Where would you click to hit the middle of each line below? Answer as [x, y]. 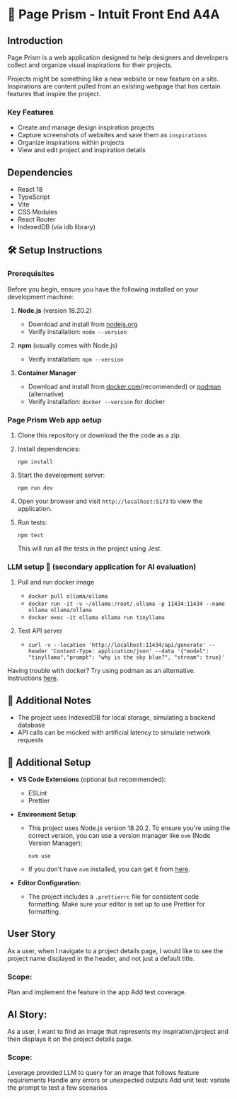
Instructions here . [33, 678]
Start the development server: [61, 475]
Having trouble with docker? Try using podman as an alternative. [102, 671]
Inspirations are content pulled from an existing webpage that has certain [114, 86]
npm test [30, 536]
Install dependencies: [49, 449]
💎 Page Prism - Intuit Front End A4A [114, 15]
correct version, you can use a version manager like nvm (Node [119, 836]
